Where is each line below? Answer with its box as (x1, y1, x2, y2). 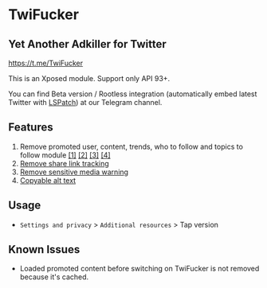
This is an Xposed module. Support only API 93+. (8, 74, 171, 83)
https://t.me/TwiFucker (8, 58, 84, 68)
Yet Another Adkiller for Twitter (8, 37, 167, 51)
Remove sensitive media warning (19, 167, 129, 177)
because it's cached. (19, 272, 89, 282)
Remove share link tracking (19, 158, 109, 168)
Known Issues (8, 243, 80, 256)
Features (8, 121, 53, 134)
